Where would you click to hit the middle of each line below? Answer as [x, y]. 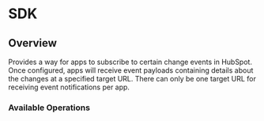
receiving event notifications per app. [69, 87]
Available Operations [49, 108]
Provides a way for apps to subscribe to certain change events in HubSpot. [130, 62]
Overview [33, 43]
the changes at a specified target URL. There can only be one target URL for [132, 79]
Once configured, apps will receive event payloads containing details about [131, 70]
